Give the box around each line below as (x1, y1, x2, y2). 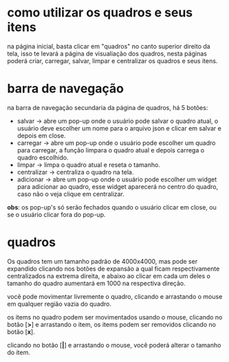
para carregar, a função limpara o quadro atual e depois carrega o (17, 146, 205, 154)
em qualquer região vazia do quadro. (7, 299, 112, 308)
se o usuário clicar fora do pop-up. (7, 210, 106, 218)
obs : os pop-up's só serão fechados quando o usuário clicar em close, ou (7, 203, 217, 211)
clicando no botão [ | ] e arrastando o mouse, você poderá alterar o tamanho (7, 341, 221, 349)
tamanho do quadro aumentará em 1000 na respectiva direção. (7, 279, 186, 287)
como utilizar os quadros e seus (7, 5, 193, 21)
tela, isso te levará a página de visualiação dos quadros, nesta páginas (7, 49, 208, 58)
